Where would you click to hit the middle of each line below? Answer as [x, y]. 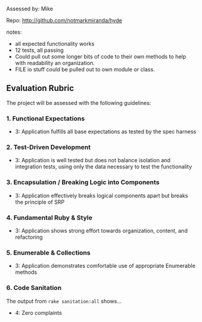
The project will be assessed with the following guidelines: [79, 103]
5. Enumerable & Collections [48, 253]
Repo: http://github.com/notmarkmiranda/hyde [64, 20]
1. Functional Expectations [46, 118]
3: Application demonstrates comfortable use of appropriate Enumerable [105, 266]
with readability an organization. [55, 63]
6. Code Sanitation [34, 288]
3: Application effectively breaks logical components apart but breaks [101, 195]
